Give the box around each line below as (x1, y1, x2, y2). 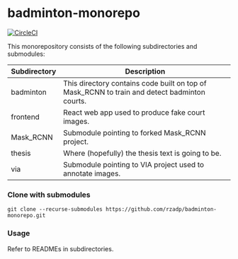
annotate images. (62, 168, 121, 178)
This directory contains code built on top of (62, 78, 207, 88)
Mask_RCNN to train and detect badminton (62, 87, 205, 97)
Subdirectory (11, 66, 57, 76)
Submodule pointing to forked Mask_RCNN (62, 127, 206, 137)
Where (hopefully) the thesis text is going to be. (62, 148, 222, 158)
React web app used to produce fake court (62, 108, 205, 117)
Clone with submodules (7, 190, 91, 200)
